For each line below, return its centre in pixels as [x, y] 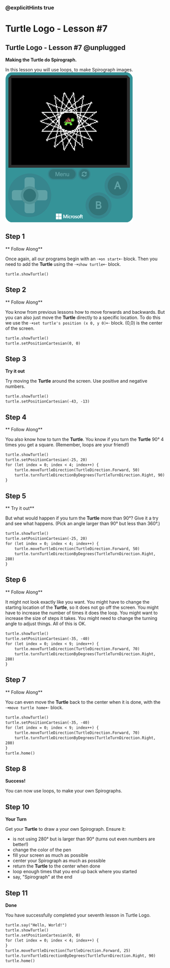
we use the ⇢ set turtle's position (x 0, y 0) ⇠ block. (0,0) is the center [84, 322]
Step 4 [16, 417]
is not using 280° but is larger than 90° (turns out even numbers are [84, 839]
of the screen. [20, 328]
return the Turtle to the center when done [56, 866]
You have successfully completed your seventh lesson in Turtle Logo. [78, 915]
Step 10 [17, 807]
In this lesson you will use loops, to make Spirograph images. [69, 69]
